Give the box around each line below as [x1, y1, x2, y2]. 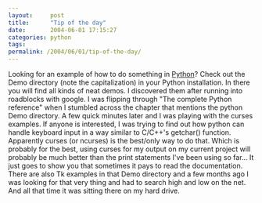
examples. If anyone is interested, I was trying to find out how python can [8, 119, 245, 129]
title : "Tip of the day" [8, 19, 107, 27]
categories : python [8, 33, 72, 42]
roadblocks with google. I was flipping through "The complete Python [8, 95, 232, 103]
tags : [8, 41, 26, 49]
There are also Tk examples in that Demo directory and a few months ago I [8, 169, 249, 179]
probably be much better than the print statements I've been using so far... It [8, 153, 254, 161]
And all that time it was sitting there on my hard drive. [8, 186, 180, 195]
